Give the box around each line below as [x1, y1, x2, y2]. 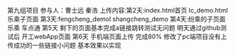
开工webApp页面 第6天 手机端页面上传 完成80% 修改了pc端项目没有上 [21, 32, 227, 41]
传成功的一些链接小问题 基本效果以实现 [7, 41, 121, 49]
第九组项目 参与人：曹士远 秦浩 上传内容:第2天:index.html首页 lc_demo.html [7, 6, 229, 14]
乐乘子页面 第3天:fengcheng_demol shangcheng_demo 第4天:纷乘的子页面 [7, 15, 226, 23]
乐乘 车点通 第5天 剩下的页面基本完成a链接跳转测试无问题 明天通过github [7, 24, 221, 31]
